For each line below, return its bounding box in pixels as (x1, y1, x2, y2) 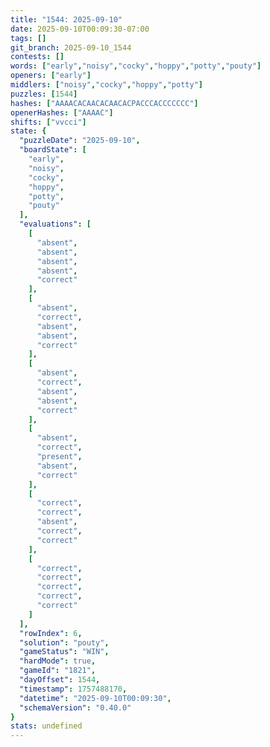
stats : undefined (10, 721, 83, 731)
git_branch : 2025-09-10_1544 (10, 42, 132, 53)
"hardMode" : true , (19, 656, 97, 666)
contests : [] (10, 52, 65, 62)
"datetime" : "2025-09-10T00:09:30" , (19, 693, 172, 703)
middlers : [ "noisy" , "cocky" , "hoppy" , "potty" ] (10, 80, 203, 90)
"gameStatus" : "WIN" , (19, 647, 110, 657)
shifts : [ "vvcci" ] (10, 117, 87, 127)
